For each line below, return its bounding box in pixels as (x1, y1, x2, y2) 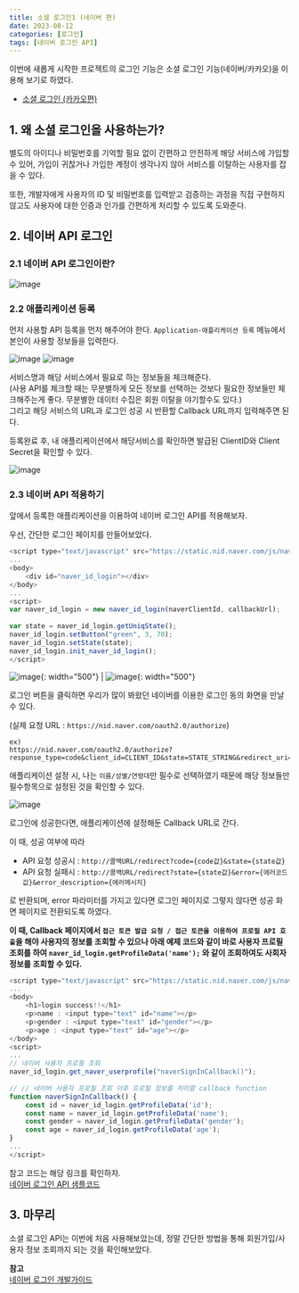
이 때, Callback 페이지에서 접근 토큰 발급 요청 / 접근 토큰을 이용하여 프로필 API (9, 924, 277, 935)
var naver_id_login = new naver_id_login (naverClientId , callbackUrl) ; (9, 605, 280, 614)
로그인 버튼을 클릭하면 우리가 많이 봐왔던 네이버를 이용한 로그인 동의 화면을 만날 (9, 689, 285, 700)
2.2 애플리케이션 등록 (9, 303, 96, 315)
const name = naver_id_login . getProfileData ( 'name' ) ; (25, 1108, 229, 1118)
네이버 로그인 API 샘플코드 (9, 1179, 101, 1189)
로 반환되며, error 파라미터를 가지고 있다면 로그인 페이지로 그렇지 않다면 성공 (9, 894, 274, 906)
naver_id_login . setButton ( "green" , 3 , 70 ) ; (9, 630, 174, 639)
